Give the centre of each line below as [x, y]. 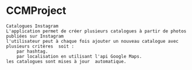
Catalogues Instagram [32, 26]
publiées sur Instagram [35, 36]
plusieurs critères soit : [40, 46]
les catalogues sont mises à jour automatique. [66, 61]
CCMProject [36, 11]
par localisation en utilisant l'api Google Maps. [79, 56]
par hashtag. [32, 51]
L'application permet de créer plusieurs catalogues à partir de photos [96, 31]
